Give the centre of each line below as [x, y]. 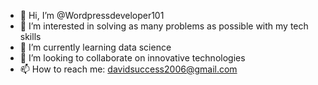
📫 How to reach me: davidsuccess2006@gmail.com [128, 69]
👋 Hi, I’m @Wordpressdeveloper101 [92, 15]
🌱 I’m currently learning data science [95, 47]
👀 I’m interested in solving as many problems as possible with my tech [164, 26]
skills [30, 36]
